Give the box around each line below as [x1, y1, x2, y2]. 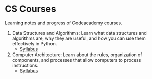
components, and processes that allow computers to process [12, 57, 141, 63]
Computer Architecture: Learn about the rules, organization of [12, 51, 142, 58]
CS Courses [5, 3, 57, 15]
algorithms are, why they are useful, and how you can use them [12, 35, 146, 41]
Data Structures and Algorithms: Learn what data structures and [12, 30, 147, 36]
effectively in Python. [12, 40, 57, 46]
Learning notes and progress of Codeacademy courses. [5, 20, 123, 26]
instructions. [12, 62, 39, 68]
